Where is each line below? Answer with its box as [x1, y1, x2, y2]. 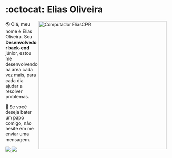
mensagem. [5, 136, 30, 142]
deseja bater [5, 109, 32, 115]
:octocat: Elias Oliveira [5, 4, 103, 15]
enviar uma [5, 131, 29, 137]
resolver [5, 88, 23, 94]
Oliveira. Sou [5, 33, 32, 39]
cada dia [5, 77, 24, 83]
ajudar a [5, 83, 23, 89]
